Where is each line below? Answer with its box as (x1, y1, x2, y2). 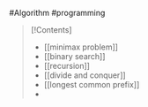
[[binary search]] (43, 51, 106, 61)
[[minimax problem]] (43, 42, 119, 52)
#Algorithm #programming (9, 8, 106, 18)
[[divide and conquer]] (43, 70, 126, 80)
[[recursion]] (43, 61, 91, 71)
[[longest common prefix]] (43, 80, 140, 89)
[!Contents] (30, 25, 72, 34)
